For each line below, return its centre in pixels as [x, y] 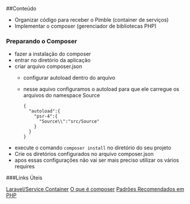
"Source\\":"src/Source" [69, 122]
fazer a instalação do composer [53, 54]
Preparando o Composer [42, 41]
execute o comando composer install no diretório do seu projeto [93, 148]
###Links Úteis [24, 178]
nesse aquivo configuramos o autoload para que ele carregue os [101, 89]
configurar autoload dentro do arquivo [69, 78]
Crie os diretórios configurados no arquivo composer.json [84, 154]
